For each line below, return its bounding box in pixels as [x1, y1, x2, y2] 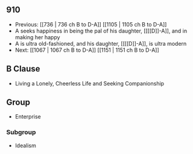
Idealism [14, 141, 36, 149]
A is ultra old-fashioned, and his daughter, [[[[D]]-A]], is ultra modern [14, 40, 187, 47]
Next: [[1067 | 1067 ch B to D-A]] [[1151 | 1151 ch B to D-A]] [14, 46, 160, 54]
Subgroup [6, 128, 36, 137]
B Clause [6, 64, 40, 74]
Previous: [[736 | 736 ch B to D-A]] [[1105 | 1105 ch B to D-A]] [14, 20, 167, 28]
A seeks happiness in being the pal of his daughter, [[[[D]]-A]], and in [14, 27, 188, 34]
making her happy [14, 33, 60, 41]
